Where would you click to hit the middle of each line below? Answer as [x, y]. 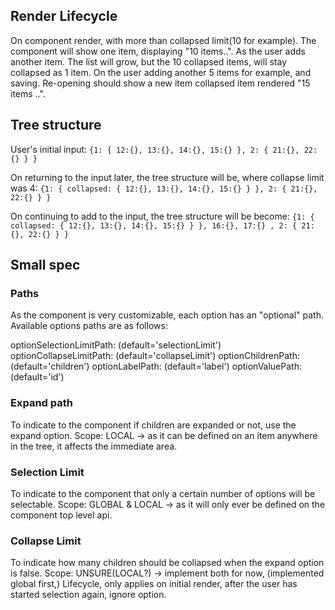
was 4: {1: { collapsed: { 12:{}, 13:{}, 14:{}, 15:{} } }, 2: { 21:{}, [164, 188]
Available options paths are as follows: [89, 326]
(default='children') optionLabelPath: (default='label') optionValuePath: [156, 366]
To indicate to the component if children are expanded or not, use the [153, 425]
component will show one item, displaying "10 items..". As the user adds [158, 51]
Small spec [45, 265]
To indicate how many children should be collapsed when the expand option [167, 563]
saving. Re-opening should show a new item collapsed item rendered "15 [160, 83]
